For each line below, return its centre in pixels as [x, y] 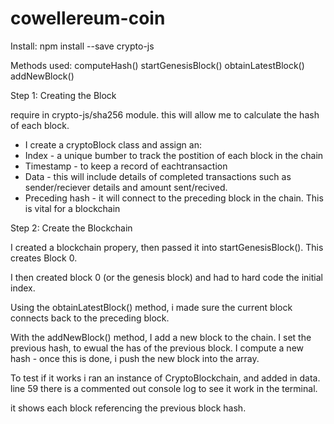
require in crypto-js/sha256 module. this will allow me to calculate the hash [165, 114]
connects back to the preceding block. [90, 318]
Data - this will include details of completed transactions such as [158, 176]
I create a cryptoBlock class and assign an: [113, 144]
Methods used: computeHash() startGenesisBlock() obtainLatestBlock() [157, 65]
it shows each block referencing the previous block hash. [128, 408]
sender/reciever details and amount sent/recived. [126, 187]
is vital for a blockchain [72, 208]
